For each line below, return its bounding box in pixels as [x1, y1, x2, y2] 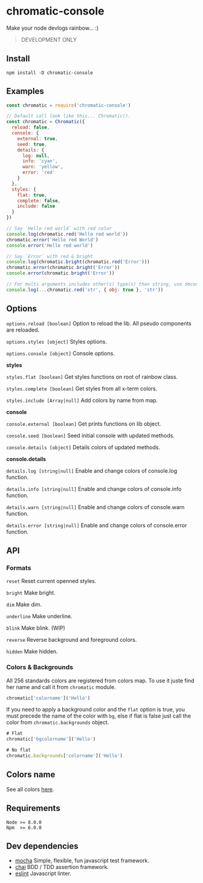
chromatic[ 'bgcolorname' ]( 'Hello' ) [6, 736, 96, 742]
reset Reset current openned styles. [6, 578, 97, 585]
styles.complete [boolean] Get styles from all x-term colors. [6, 385, 158, 392]
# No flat [6, 747, 31, 753]
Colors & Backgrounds [6, 663, 74, 671]
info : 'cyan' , [22, 158, 59, 164]
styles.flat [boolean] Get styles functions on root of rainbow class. [6, 373, 178, 380]
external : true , [17, 135, 59, 142]
